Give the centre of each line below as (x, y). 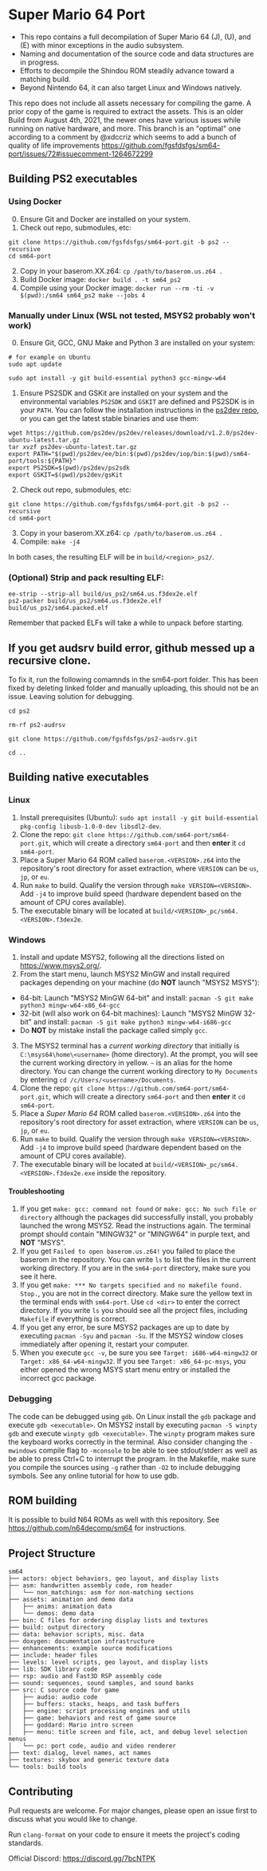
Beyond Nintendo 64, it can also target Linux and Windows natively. (131, 87)
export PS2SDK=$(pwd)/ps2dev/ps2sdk (69, 468)
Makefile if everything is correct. (73, 1319)
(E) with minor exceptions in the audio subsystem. (102, 45)
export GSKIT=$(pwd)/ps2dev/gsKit (66, 475)
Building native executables (79, 778)
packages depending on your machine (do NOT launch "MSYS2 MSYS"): (139, 983)
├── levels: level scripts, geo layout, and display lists (108, 1663)
